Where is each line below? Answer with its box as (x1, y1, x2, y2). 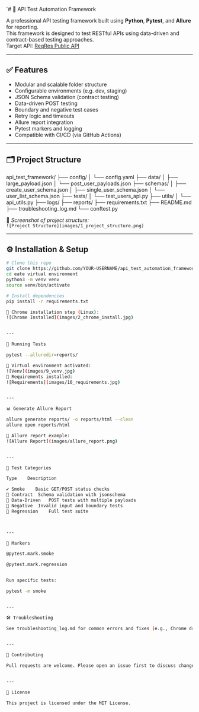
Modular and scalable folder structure (14, 81, 107, 88)
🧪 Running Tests (6, 341, 46, 347)
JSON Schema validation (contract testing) (14, 93, 120, 100)
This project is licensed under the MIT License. (6, 700, 131, 706)
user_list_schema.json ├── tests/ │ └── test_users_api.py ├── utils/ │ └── (6, 192, 191, 199)
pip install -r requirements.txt (6, 298, 89, 304)
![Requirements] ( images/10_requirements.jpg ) (6, 379, 120, 385)
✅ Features (6, 65, 49, 75)
